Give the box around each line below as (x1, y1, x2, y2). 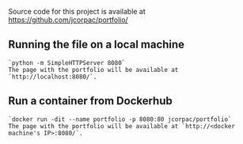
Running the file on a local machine (8, 38, 184, 51)
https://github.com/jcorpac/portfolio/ (8, 15, 128, 25)
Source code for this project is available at (8, 7, 146, 16)
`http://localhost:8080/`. (8, 73, 97, 81)
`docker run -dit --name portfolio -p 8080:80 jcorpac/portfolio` (8, 115, 232, 123)
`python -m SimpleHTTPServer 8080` (8, 59, 126, 66)
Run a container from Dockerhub (8, 94, 173, 108)
